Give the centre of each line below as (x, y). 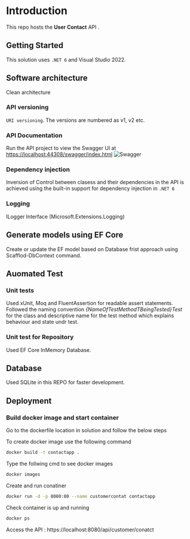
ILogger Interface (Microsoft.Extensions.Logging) (65, 216)
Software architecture (47, 78)
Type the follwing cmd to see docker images (59, 463)
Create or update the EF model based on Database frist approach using (92, 249)
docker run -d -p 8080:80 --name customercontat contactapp (81, 496)
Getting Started (35, 45)
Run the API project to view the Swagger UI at (61, 148)
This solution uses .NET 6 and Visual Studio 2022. (66, 59)
